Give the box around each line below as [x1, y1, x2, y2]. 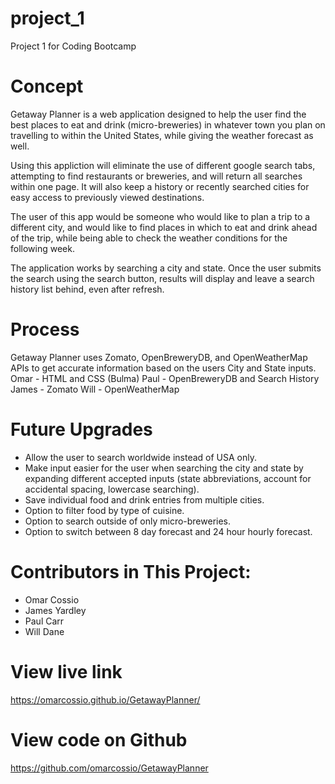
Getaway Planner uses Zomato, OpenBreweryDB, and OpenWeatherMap [10, 351, 308, 363]
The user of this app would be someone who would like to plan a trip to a [10, 210, 311, 222]
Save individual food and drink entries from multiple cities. [24, 493, 265, 506]
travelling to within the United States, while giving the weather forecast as [10, 129, 314, 141]
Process [10, 318, 80, 341]
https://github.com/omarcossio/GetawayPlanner [10, 762, 209, 774]
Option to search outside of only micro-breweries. [24, 515, 232, 527]
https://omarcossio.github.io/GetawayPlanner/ [10, 693, 201, 706]
